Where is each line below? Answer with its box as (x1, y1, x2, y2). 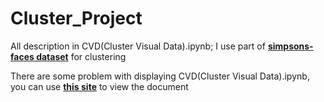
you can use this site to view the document (10, 80, 189, 92)
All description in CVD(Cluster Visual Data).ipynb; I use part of (10, 40, 266, 52)
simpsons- (267, 40, 314, 52)
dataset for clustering (36, 50, 127, 62)
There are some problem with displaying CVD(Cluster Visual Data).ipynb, (10, 70, 310, 82)
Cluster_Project (10, 7, 143, 30)
